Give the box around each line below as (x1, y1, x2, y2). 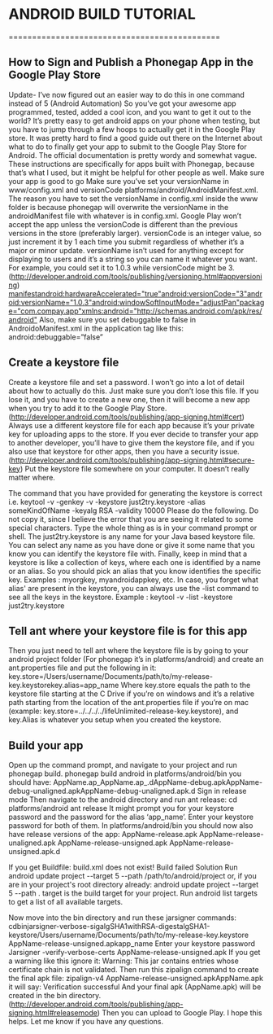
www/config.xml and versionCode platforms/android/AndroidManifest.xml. (8, 185, 258, 195)
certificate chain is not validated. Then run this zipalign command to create (8, 965, 259, 975)
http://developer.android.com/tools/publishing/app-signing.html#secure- (11, 455, 255, 465)
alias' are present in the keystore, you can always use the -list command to (8, 583, 259, 593)
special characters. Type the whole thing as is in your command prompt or (8, 523, 258, 532)
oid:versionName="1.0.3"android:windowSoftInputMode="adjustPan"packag (8, 297, 265, 307)
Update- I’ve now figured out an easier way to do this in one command (8, 90, 245, 99)
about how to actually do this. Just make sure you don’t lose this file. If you (8, 386, 259, 396)
